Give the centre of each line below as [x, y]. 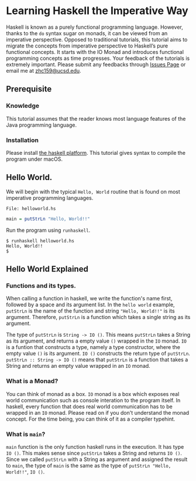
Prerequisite [29, 89]
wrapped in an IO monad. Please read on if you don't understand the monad [98, 412]
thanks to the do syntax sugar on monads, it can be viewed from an [87, 33]
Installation [23, 140]
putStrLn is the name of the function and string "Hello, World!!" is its [90, 311]
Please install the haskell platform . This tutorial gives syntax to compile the [96, 153]
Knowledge [23, 106]
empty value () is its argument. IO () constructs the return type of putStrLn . [98, 354]
